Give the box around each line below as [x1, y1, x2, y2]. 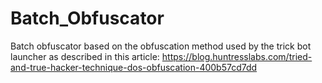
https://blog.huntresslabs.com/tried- [161, 50, 313, 62]
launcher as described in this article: [10, 50, 160, 62]
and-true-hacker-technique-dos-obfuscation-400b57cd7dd [10, 61, 258, 73]
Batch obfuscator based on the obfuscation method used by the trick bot [10, 40, 312, 52]
